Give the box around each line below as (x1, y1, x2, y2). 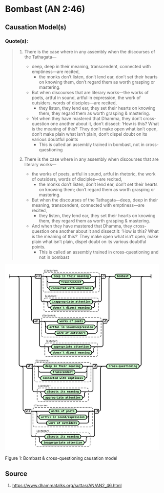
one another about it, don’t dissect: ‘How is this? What (50, 121, 159, 126)
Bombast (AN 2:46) (5, 3, 85, 15)
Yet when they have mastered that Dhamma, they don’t (31, 115, 143, 121)
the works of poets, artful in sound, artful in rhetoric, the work (31, 171, 156, 177)
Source (5, 469, 28, 478)
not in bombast (39, 254, 69, 260)
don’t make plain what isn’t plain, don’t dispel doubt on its (31, 131, 147, 137)
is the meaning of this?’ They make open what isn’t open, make (31, 233, 159, 239)
